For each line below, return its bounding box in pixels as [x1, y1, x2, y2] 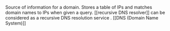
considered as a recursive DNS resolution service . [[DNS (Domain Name [5, 15, 159, 20]
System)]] [5, 20, 27, 26]
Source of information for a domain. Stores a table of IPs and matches [5, 4, 152, 10]
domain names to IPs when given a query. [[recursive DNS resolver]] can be [5, 9, 165, 15]
